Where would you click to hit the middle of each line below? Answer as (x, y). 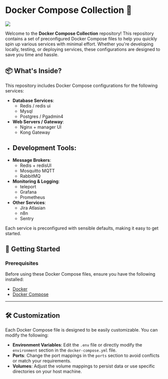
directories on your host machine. (47, 372)
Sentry (27, 218)
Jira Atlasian (33, 208)
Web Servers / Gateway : (38, 121)
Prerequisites (22, 263)
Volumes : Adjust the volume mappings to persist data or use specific (83, 366)
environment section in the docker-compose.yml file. (64, 350)
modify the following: (27, 335)
